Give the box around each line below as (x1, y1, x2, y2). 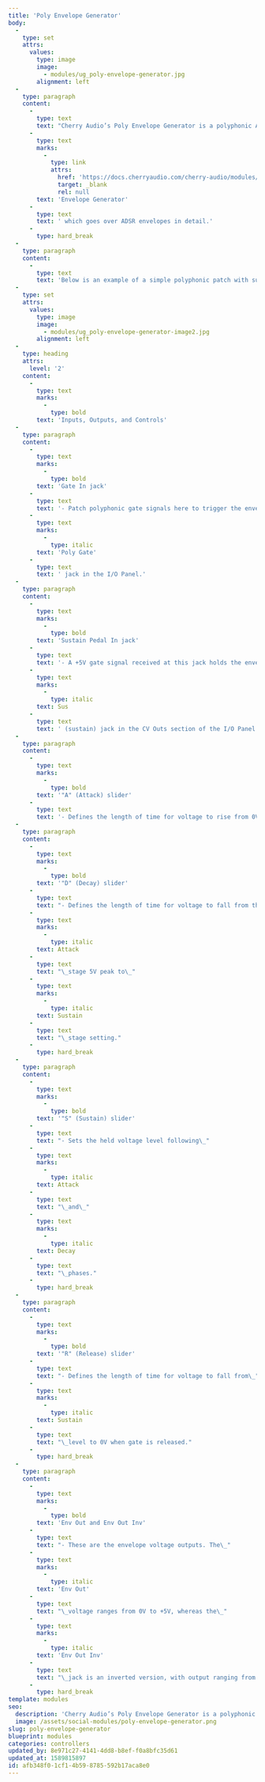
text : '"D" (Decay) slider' (36, 880, 129, 887)
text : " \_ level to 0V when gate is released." (36, 1438, 192, 1446)
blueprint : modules (8, 1732, 73, 1740)
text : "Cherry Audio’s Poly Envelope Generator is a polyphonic (36, 122, 252, 130)
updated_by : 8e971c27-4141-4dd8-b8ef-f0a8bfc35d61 (8, 1747, 178, 1755)
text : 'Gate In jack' (36, 482, 108, 490)
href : (58, 173, 77, 182)
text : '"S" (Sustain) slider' (36, 1114, 136, 1123)
